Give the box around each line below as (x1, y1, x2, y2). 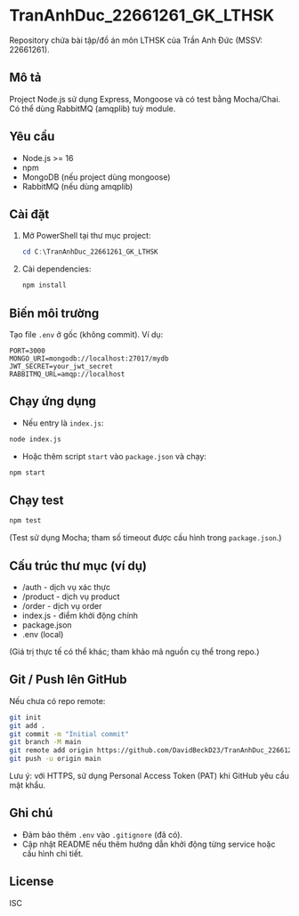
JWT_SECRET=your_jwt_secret (9, 361, 114, 370)
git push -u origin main (9, 754, 101, 764)
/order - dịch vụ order (21, 601, 102, 611)
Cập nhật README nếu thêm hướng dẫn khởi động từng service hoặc (21, 839, 276, 849)
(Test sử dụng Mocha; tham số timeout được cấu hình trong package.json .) (9, 532, 282, 543)
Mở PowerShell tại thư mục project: (21, 231, 151, 241)
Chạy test (9, 492, 64, 507)
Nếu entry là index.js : (21, 417, 104, 428)
